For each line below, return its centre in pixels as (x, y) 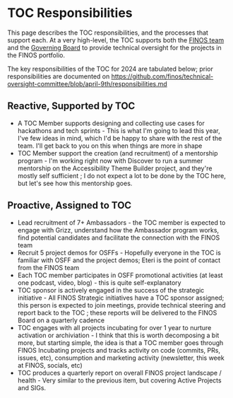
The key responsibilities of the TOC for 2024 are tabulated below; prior (110, 69)
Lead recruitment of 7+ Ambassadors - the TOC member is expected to (121, 222)
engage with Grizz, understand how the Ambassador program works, (118, 230)
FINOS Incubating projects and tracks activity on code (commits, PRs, (119, 350)
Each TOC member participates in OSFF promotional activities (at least (120, 275)
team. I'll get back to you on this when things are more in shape (110, 146)
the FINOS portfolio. (36, 55)
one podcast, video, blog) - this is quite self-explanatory (99, 282)
